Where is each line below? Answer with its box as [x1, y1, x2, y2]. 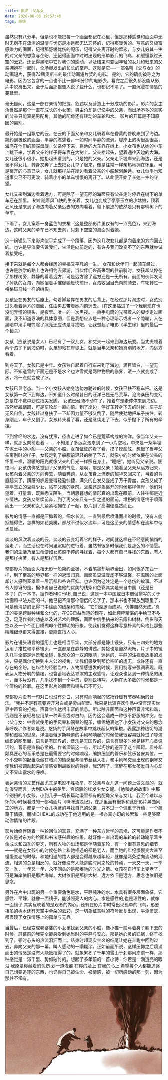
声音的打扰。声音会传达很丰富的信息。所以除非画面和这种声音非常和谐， [13, 706, 163, 712]
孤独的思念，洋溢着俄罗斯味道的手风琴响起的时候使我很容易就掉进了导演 [13, 732, 163, 738]
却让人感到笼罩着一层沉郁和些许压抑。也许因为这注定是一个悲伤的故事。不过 [5, 578, 163, 584]
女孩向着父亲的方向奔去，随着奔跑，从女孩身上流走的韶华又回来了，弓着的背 [5, 471, 163, 477]
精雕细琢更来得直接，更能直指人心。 [5, 629, 80, 635]
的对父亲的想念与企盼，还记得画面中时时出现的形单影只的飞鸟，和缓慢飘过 [5, 53, 158, 59]
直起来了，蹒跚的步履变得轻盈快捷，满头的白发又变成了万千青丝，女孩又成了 [5, 477, 163, 484]
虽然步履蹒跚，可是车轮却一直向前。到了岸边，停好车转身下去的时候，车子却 [5, 404, 163, 410]
